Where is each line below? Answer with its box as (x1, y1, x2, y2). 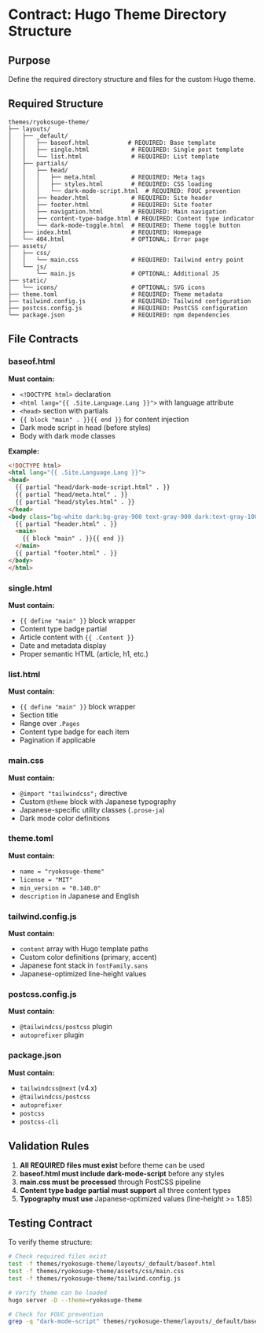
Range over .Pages (19, 719, 80, 728)
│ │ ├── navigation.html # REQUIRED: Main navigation (8, 207, 226, 216)
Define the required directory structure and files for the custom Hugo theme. (8, 75, 256, 83)
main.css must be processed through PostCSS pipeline (19, 1177, 202, 1187)
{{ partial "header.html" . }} (15, 520, 118, 528)
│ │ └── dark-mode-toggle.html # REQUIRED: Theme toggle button (8, 221, 241, 229)
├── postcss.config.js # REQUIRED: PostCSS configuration (8, 304, 247, 312)
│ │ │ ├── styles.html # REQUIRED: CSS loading (8, 180, 213, 188)
